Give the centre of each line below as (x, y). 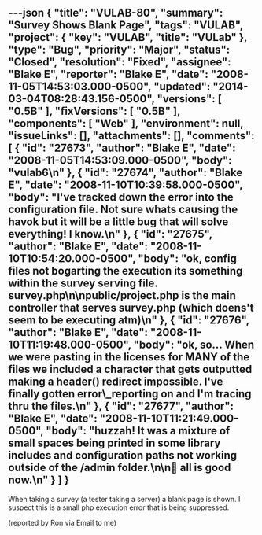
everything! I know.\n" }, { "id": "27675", (110, 234)
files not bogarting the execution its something (125, 271)
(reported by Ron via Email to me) (62, 522)
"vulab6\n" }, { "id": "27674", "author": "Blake (125, 173)
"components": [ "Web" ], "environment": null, (126, 124)
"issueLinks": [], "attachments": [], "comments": (131, 136)
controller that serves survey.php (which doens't (131, 308)
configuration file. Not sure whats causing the (123, 210)
